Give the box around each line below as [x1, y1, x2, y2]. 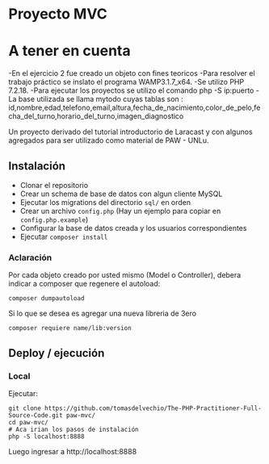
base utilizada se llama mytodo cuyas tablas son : [18, 94, 183, 104]
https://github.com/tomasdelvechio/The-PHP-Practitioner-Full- [44, 404, 263, 412]
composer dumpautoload [8, 295, 85, 303]
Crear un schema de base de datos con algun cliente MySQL [19, 189, 223, 199]
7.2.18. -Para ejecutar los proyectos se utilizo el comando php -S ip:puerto [8, 86, 254, 95]
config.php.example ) [19, 215, 89, 224]
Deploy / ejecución [8, 346, 105, 360]
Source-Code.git [8, 411, 63, 420]
